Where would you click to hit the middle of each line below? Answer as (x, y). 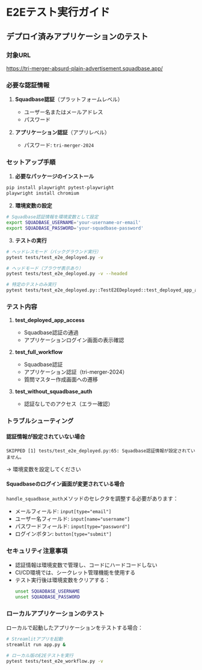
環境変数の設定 (33, 206)
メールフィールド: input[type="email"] (63, 511)
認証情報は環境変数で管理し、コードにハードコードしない (86, 565)
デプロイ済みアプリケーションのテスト (77, 36)
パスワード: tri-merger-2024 (59, 145)
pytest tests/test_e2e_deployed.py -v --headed (67, 274)
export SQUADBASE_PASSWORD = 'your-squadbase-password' (75, 228)
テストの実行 (31, 240)
